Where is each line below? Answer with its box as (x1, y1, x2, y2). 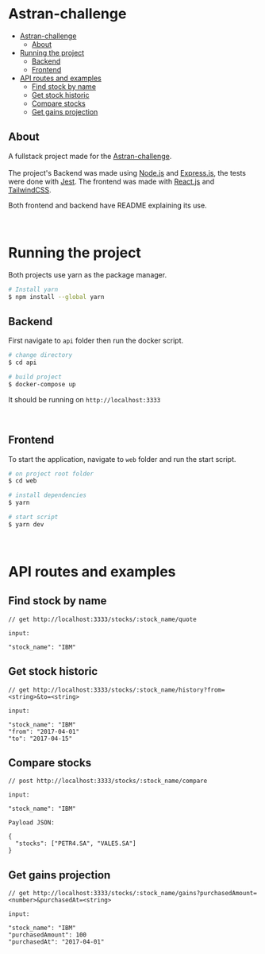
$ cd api (8, 359, 37, 366)
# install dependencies (8, 491, 87, 499)
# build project (8, 373, 62, 381)
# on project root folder (8, 470, 94, 478)
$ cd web (8, 477, 37, 485)
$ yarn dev (8, 520, 44, 529)
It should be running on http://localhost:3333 (8, 394, 161, 404)
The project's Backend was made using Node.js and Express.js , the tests (8, 168, 246, 177)
